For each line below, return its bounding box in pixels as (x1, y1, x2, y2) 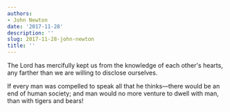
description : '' (7, 29, 54, 37)
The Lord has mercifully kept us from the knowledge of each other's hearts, (7, 62, 223, 69)
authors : (7, 10, 33, 17)
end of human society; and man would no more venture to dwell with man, (7, 89, 220, 97)
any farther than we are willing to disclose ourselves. (7, 68, 158, 77)
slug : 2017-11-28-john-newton (7, 36, 95, 43)
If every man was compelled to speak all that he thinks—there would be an (7, 82, 220, 90)
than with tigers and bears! (7, 97, 84, 104)
